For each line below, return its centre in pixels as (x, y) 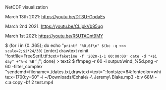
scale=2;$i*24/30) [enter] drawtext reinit (47, 51)
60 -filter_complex (24, 67)
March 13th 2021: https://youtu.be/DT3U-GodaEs (55, 17)
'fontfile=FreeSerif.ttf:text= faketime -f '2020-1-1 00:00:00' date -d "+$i (81, 56)
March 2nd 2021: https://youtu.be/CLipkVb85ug (54, 26)
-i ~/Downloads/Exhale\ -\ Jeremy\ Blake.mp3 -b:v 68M (97, 77)
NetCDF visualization (27, 7)
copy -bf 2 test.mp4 (33, 82)
